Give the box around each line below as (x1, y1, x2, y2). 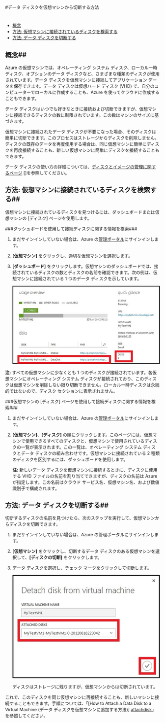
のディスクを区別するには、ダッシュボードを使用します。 (12, 456, 128, 462)
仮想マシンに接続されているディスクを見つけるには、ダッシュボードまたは (5, 209, 156, 215)
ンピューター (5, 89, 31, 95)
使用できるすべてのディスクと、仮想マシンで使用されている (25, 438, 145, 444)
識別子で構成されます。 (12, 485, 60, 491)
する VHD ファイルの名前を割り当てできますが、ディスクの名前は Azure (12, 473, 158, 479)
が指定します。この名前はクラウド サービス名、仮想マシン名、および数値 (12, 479, 160, 485)
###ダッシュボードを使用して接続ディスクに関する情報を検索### (5, 226, 137, 232)
